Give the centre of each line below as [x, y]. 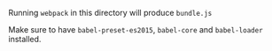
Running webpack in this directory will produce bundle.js [110, 13]
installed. [25, 39]
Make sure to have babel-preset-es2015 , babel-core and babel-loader [136, 29]
